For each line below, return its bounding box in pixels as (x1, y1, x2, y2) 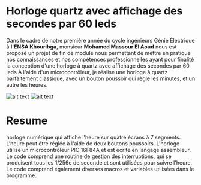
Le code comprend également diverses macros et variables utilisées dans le (6, 165, 194, 172)
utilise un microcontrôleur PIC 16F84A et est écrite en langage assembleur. (6, 146, 191, 153)
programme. (6, 172, 37, 179)
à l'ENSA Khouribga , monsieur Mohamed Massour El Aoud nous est (6, 43, 177, 50)
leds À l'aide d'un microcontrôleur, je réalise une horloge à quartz (6, 68, 168, 75)
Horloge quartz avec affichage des (6, 4, 183, 18)
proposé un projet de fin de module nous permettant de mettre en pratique (6, 49, 191, 56)
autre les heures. (6, 81, 48, 88)
